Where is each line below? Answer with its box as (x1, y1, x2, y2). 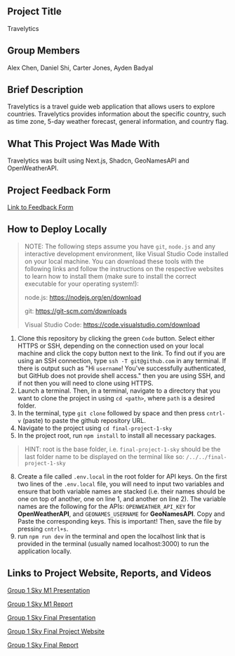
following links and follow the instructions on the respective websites (24, 264, 224, 273)
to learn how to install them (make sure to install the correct (24, 272, 197, 280)
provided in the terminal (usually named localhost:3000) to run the (17, 539, 210, 548)
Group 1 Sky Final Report (7, 641, 79, 649)
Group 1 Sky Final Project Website (7, 626, 105, 636)
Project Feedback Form (7, 184, 111, 196)
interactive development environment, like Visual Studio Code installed (24, 249, 229, 258)
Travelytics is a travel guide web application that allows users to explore (7, 102, 215, 111)
